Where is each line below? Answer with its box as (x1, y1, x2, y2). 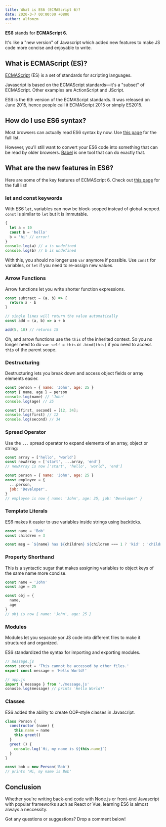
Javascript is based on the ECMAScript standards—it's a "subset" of (5, 82, 145, 88)
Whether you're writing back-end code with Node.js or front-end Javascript (5, 796, 160, 802)
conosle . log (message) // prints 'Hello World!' (5, 686, 105, 691)
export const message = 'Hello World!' (5, 668, 87, 673)
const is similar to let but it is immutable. (5, 211, 88, 217)
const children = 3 (5, 533, 45, 538)
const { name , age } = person (5, 389, 68, 395)
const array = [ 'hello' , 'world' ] (5, 455, 77, 460)
